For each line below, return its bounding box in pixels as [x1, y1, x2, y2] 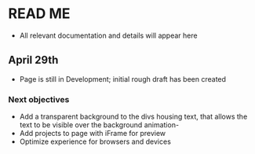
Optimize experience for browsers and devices [19, 137, 171, 146]
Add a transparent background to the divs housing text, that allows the [19, 112, 248, 122]
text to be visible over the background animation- [19, 120, 179, 130]
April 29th [8, 53, 59, 67]
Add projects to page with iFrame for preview [19, 129, 166, 138]
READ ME [8, 5, 71, 23]
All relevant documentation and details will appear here [19, 31, 198, 40]
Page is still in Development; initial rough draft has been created [19, 74, 226, 83]
